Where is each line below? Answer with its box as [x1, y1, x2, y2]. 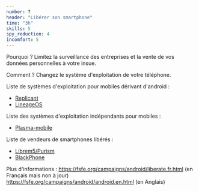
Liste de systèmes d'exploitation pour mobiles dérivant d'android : [6, 83, 170, 90]
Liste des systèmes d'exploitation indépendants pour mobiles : [6, 112, 161, 120]
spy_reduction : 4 [6, 31, 50, 37]
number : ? [6, 8, 31, 15]
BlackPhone [14, 154, 45, 161]
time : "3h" [6, 20, 34, 26]
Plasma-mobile [14, 124, 53, 131]
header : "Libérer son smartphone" [6, 14, 93, 20]
